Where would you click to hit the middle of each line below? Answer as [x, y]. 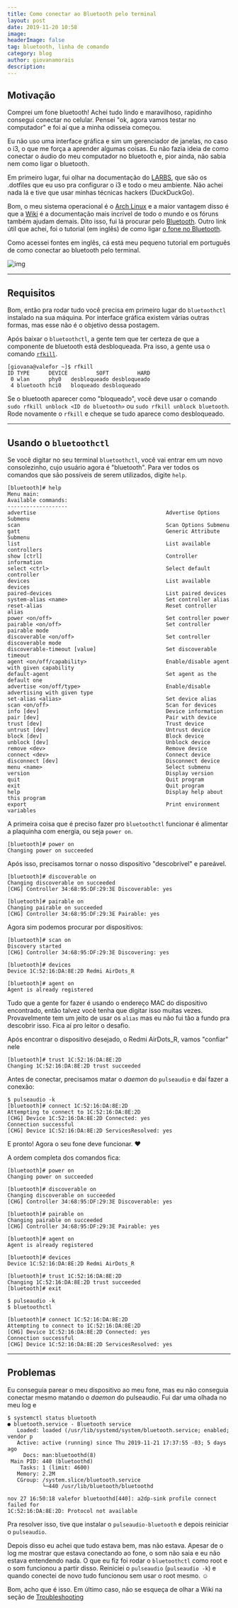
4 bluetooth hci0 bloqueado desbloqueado [75, 386]
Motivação [32, 95]
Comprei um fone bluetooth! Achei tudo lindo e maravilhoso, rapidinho [110, 112]
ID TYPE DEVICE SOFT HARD [79, 373]
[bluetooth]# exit [34, 1289]
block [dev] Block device [106, 736]
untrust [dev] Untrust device [109, 730]
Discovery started [34, 947]
